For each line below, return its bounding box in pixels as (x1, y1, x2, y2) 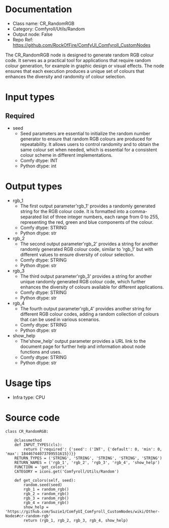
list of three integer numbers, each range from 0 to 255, (42, 214, 159, 220)
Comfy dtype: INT (20, 157, 58, 163)
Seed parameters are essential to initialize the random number (20, 130, 151, 136)
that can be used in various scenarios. (20, 316, 100, 322)
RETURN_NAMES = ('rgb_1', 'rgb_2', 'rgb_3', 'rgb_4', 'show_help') (14, 460, 160, 465)
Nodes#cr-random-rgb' (5, 513, 51, 518)
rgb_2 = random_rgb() (23, 491, 70, 496)
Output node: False (12, 31, 53, 37)
